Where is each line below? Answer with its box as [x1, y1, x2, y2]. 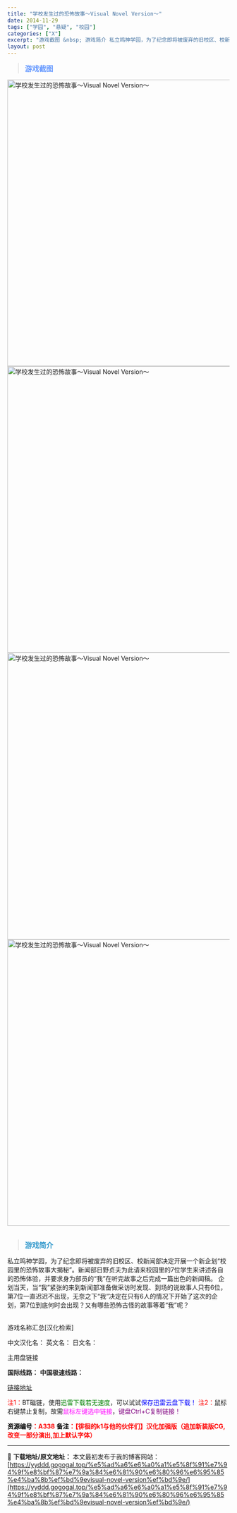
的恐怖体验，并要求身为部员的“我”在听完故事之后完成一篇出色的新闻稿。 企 [7, 1275, 225, 1282]
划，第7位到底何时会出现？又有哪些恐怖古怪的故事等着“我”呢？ [7, 1301, 190, 1309]
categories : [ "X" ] [7, 30, 61, 37]
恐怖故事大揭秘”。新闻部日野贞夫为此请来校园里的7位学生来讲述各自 [25, 1265, 224, 1274]
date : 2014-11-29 [7, 17, 59, 24]
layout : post [7, 43, 46, 50]
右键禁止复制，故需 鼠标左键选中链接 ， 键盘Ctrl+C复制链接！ [7, 1407, 181, 1415]
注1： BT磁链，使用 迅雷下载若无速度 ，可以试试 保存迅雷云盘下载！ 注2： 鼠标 [7, 1398, 227, 1406]
